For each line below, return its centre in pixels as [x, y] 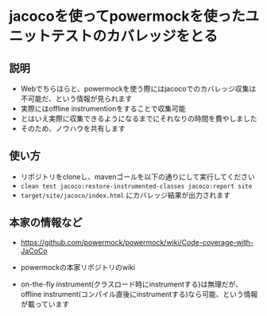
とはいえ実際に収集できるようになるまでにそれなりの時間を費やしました [139, 119]
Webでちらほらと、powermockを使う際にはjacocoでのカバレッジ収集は [138, 89]
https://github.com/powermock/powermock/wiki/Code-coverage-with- [137, 242]
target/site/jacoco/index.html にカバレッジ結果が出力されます [126, 195]
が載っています [45, 304]
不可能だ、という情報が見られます [76, 99]
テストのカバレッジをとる [135, 36]
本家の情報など [46, 222]
